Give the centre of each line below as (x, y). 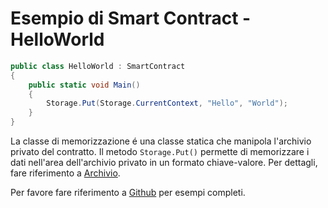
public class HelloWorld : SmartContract (98, 66)
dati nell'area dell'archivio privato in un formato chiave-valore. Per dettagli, (164, 163)
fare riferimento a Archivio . (65, 173)
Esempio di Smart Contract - (131, 18)
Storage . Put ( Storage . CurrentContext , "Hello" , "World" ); (167, 103)
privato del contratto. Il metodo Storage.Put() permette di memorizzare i (160, 152)
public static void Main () (84, 85)
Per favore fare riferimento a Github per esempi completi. (128, 193)
